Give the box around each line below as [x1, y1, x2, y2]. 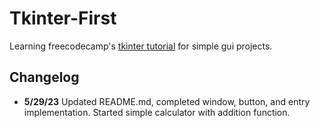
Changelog [9, 69, 80, 86]
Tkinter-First [9, 7, 117, 30]
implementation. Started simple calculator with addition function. [23, 106, 291, 118]
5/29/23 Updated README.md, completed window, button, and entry [23, 95, 311, 107]
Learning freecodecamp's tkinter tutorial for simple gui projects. [9, 40, 273, 52]
